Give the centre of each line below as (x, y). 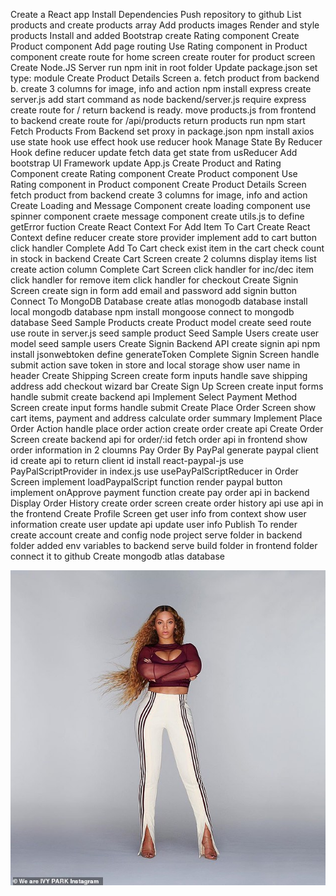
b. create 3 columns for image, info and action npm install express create (161, 88)
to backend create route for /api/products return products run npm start (158, 120)
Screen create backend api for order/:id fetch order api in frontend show (159, 439)
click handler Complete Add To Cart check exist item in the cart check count (167, 248)
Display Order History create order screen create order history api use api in (167, 503)
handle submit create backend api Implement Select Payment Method (154, 397)
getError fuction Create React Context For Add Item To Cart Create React (160, 227)
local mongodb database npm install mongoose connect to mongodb (152, 312)
